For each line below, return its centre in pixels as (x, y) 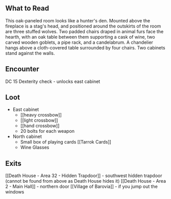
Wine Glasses (35, 148)
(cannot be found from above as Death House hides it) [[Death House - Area (86, 181)
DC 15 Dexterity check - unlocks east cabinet (53, 81)
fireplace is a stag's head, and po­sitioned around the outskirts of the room (83, 26)
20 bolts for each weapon (47, 131)
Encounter (22, 69)
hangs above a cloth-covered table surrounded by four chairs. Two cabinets (85, 47)
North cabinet (27, 136)
